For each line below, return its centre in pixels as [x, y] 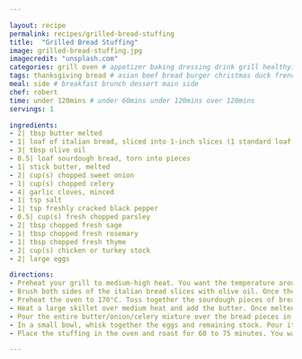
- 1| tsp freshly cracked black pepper [84, 209]
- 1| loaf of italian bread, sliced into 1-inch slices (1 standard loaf [151, 142]
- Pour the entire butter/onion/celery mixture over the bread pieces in [151, 316]
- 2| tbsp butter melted [56, 134]
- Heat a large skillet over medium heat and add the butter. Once [138, 308]
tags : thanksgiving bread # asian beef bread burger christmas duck [140, 76]
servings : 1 [31, 109]
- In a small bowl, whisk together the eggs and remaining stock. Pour [146, 325]
